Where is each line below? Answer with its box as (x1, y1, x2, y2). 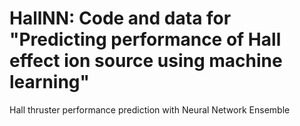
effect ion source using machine (9, 50, 283, 72)
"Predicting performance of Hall (9, 28, 282, 51)
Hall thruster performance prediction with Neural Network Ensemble (9, 103, 291, 116)
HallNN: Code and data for (9, 7, 232, 30)
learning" (9, 71, 90, 94)
